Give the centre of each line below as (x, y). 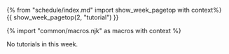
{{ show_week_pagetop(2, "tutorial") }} (63, 17)
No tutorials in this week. (42, 44)
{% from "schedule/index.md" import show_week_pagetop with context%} (114, 10)
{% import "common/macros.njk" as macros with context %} (94, 31)
